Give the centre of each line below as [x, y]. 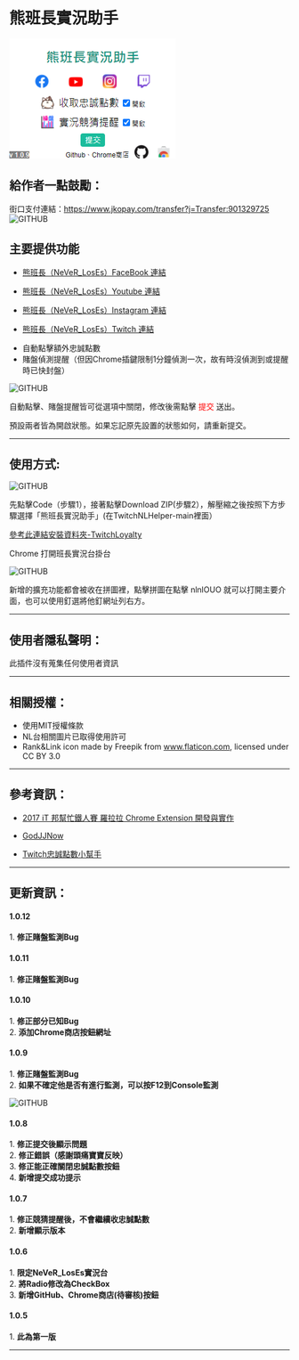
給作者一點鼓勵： [56, 186]
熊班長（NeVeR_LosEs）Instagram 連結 [94, 310]
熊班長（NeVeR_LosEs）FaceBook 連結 [94, 272]
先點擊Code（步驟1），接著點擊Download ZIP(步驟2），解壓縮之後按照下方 [144, 505]
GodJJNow [43, 835]
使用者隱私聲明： [56, 640]
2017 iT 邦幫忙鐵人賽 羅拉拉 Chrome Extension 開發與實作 [128, 818]
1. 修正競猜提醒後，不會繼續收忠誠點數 [79, 1219]
